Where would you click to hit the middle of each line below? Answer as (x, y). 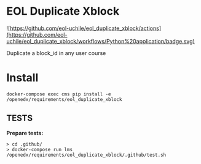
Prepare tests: (25, 133)
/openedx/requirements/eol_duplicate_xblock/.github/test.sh (86, 155)
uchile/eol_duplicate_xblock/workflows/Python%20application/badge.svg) (100, 41)
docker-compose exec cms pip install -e (59, 94)
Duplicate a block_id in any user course (56, 53)
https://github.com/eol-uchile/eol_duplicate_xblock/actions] (86, 28)
